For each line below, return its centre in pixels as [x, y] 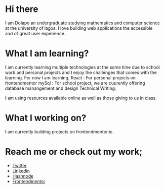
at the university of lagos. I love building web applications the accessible [79, 28]
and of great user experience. [35, 33]
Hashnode [23, 176]
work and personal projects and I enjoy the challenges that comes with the [81, 72]
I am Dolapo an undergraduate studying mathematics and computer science [82, 23]
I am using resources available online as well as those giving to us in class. [81, 98]
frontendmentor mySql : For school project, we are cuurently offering [75, 83]
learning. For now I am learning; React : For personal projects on [70, 77]
